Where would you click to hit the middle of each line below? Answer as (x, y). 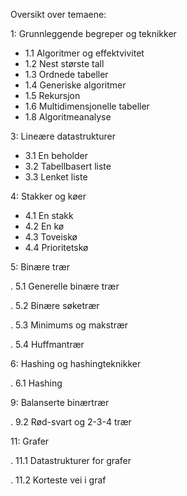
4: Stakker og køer (48, 196)
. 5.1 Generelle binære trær (65, 286)
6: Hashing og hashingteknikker (76, 363)
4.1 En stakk (49, 215)
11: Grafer (30, 441)
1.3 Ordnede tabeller (66, 74)
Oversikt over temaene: (58, 14)
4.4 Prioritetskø (56, 247)
